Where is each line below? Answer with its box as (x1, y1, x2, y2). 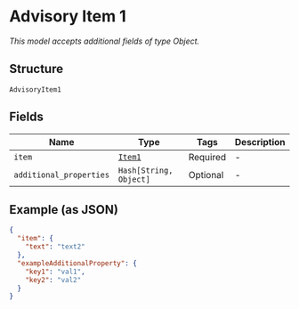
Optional (188, 168, 224, 181)
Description (234, 135, 286, 148)
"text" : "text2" (25, 242, 86, 251)
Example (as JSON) (9, 202, 118, 217)
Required (188, 150, 227, 163)
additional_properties (13, 169, 109, 180)
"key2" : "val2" (25, 275, 82, 284)
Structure (9, 61, 64, 77)
